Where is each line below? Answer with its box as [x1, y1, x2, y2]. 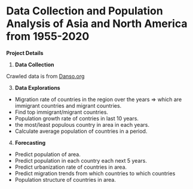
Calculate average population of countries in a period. [14, 127, 148, 135]
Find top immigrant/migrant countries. [14, 108, 109, 115]
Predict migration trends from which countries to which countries [14, 169, 176, 177]
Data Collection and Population [6, 4, 163, 18]
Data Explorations [14, 84, 61, 91]
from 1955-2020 [6, 30, 90, 43]
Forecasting [14, 139, 46, 146]
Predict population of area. [14, 151, 81, 158]
